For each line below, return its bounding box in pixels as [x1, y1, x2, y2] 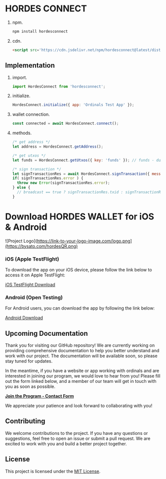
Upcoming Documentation [5, 329, 88, 337]
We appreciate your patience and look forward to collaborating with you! [5, 403, 153, 409]
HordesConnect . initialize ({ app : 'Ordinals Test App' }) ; [12, 103, 134, 107]
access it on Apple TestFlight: [5, 272, 66, 278]
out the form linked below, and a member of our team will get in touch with [5, 378, 157, 384]
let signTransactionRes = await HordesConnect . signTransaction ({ [12, 171, 150, 176]
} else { [12, 185, 31, 190]
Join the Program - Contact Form [5, 393, 74, 399]
